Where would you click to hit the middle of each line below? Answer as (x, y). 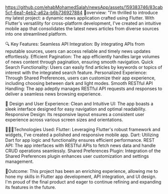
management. (20, 161)
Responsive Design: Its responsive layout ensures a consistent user (75, 114)
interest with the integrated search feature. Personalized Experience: (76, 73)
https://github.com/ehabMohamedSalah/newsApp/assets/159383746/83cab (84, 7)
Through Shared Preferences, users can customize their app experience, (80, 78)
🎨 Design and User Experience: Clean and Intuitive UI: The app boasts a (79, 104)
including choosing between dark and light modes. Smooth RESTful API (79, 83)
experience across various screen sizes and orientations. (64, 120)
